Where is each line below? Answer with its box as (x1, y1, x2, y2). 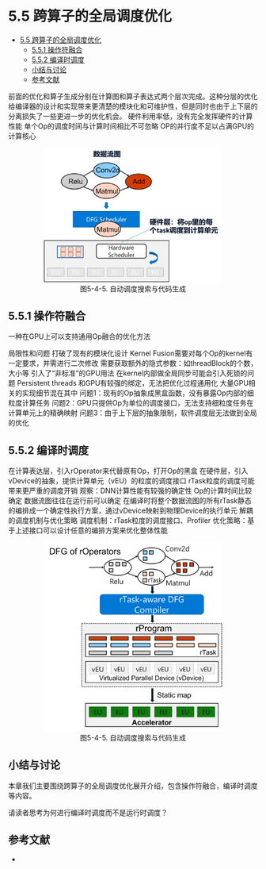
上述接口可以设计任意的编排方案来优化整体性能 (14, 525, 168, 536)
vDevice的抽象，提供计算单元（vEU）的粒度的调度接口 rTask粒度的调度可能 (8, 476, 255, 486)
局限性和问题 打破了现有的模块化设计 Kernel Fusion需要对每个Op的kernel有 (8, 348, 253, 358)
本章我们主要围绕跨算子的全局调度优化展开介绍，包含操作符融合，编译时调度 (8, 781, 258, 790)
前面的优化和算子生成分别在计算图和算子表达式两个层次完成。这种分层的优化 (8, 91, 258, 101)
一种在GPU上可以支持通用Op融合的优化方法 (8, 332, 151, 341)
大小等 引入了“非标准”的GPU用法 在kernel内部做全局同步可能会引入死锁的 (8, 368, 248, 378)
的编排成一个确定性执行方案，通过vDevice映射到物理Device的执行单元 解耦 (8, 506, 253, 516)
